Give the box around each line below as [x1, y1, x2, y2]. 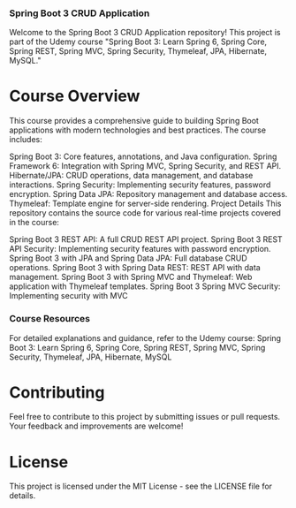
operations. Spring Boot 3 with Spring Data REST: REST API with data [9, 262, 261, 273]
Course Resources [9, 313, 91, 325]
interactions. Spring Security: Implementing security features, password [9, 179, 271, 190]
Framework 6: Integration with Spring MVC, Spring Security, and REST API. [9, 161, 282, 171]
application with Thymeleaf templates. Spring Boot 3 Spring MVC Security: [9, 281, 281, 292]
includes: [9, 134, 42, 145]
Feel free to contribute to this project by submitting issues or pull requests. [9, 412, 281, 422]
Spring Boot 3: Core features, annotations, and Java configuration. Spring [9, 151, 277, 162]
